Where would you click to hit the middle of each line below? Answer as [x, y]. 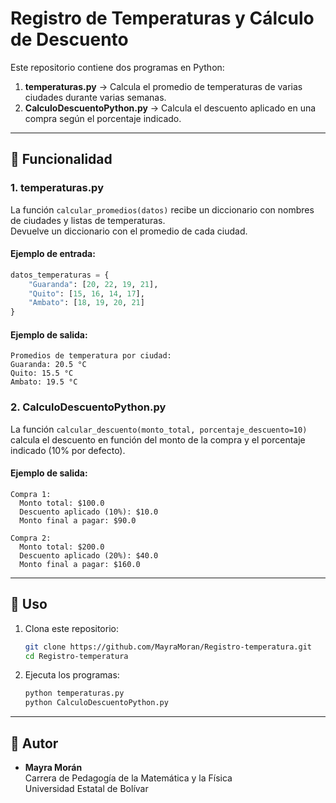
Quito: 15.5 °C [42, 373]
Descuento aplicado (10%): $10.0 [89, 512]
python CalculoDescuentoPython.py [96, 703]
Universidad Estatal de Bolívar [86, 789]
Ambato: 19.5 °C [44, 382]
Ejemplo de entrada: [53, 254]
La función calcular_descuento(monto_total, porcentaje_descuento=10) [159, 429]
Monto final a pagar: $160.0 [80, 564]
